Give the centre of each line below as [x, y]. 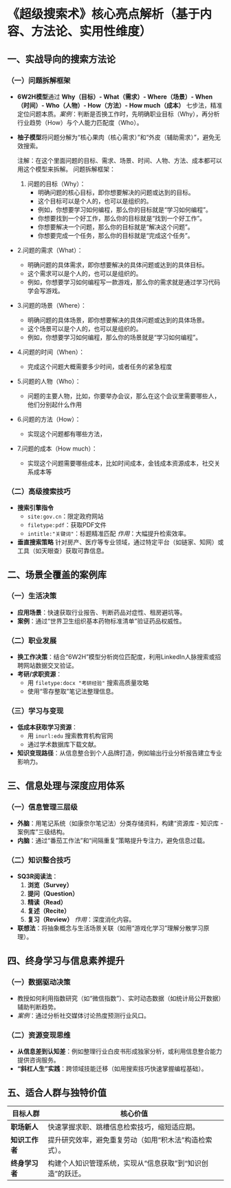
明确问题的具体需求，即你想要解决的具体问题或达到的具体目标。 [118, 265]
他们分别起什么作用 [55, 404]
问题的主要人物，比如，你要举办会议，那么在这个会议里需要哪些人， [124, 396]
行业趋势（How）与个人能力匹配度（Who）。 [80, 122]
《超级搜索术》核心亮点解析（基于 [104, 14]
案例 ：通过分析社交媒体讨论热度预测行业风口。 [83, 1016]
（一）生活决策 [32, 596]
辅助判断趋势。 [38, 1007]
